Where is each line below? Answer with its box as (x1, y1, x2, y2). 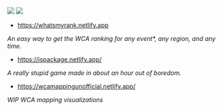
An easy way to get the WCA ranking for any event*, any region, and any (7, 35, 216, 42)
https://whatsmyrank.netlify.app (17, 21, 109, 29)
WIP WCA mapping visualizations (7, 96, 104, 103)
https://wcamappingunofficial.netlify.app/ (17, 83, 136, 90)
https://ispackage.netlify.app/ (17, 55, 102, 63)
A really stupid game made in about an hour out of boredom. (7, 69, 182, 77)
